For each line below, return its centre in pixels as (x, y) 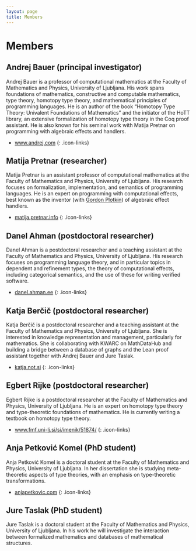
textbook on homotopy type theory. (49, 418)
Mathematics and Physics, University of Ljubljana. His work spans (85, 88)
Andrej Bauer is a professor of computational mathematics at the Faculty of (96, 81)
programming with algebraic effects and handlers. (66, 131)
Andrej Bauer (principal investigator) (74, 68)
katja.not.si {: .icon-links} (44, 367)
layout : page (22, 11)
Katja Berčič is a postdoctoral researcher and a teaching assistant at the (92, 325)
